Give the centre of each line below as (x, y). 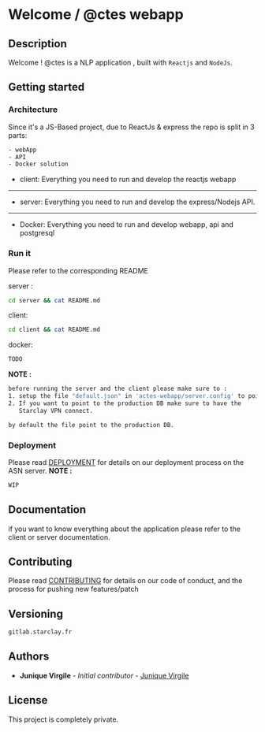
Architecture (33, 110)
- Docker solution (38, 164)
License (28, 700)
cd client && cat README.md (54, 330)
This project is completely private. (63, 719)
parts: (18, 135)
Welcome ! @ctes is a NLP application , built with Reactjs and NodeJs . (120, 62)
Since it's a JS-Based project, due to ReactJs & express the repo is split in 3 (131, 127)
